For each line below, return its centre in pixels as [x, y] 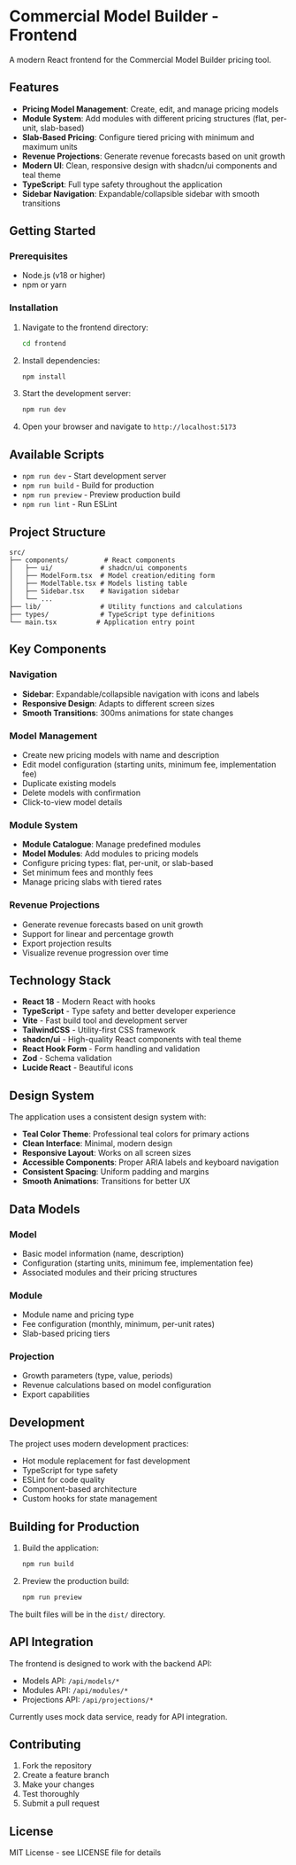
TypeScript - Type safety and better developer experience [129, 1011]
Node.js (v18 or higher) [64, 276]
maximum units [49, 146]
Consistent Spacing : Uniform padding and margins [115, 1172]
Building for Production [74, 1526]
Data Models [45, 1209]
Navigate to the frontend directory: [85, 327]
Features [34, 87]
